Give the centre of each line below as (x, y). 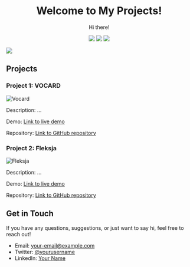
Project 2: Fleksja (32, 148)
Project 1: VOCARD (33, 85)
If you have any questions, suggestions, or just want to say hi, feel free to (95, 228)
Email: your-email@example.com (55, 245)
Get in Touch (30, 214)
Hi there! (99, 27)
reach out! (19, 234)
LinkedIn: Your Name (40, 258)
